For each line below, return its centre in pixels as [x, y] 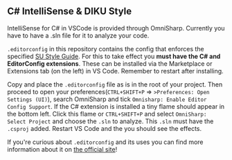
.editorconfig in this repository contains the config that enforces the [106, 48]
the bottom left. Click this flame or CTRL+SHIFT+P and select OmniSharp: [107, 114]
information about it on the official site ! [62, 149]
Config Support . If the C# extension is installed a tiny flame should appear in [116, 106]
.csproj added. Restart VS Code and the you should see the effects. [105, 128]
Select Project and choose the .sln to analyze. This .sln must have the [110, 121]
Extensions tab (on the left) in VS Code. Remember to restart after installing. [115, 71]
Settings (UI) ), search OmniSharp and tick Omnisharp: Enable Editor [107, 99]
